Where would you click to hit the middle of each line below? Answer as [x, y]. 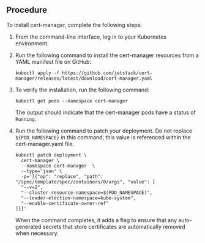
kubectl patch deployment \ [51, 155]
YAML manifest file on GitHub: [53, 61]
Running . [26, 118]
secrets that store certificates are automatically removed [114, 226]
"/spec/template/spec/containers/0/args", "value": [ [85, 182]
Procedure [27, 10]
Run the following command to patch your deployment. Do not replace [104, 131]
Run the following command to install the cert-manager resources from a [107, 55]
